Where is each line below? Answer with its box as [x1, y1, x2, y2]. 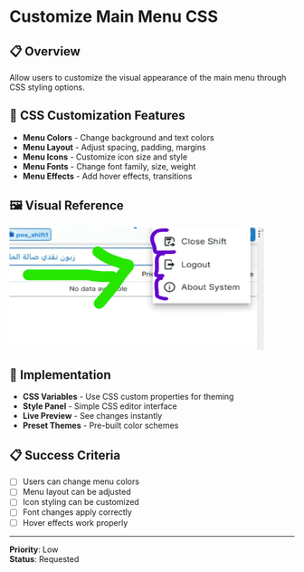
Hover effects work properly [22, 517, 128, 528]
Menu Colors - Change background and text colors [22, 131, 214, 142]
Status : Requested [9, 553, 80, 564]
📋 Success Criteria [9, 447, 120, 463]
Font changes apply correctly [22, 507, 133, 518]
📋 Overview [9, 44, 81, 59]
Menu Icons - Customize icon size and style [22, 151, 188, 162]
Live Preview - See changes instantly [22, 411, 163, 422]
